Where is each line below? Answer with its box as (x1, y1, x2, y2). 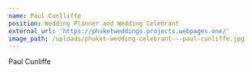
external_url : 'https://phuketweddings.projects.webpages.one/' (8, 27, 230, 35)
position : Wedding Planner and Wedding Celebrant (8, 19, 180, 28)
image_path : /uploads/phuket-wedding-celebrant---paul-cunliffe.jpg (8, 34, 245, 43)
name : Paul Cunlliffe (8, 11, 82, 20)
